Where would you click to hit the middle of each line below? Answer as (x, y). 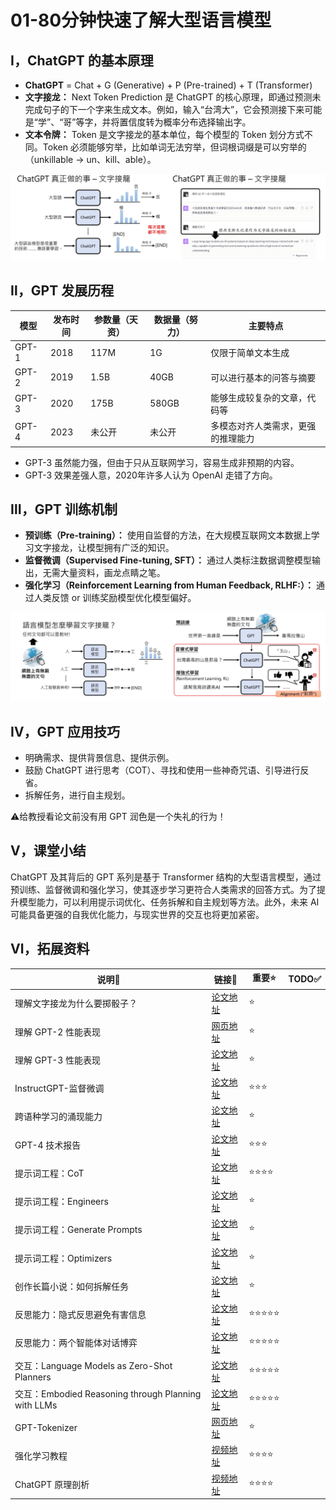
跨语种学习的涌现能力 (58, 1117)
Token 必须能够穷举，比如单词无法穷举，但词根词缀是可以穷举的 (174, 147)
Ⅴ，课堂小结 (48, 851)
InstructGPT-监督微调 (59, 1088)
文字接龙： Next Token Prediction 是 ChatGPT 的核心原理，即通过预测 (168, 97)
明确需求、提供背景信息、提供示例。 (99, 757)
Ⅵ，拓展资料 (50, 949)
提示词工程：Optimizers (63, 1258)
